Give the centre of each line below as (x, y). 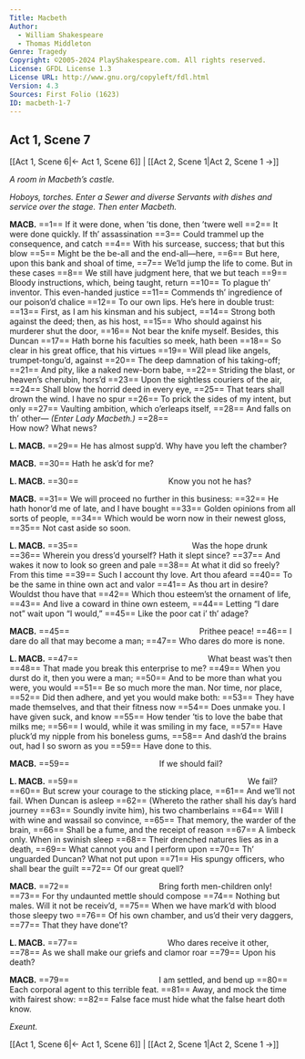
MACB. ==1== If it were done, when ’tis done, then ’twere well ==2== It (144, 225)
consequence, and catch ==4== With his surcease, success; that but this (147, 244)
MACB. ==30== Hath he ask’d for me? (82, 464)
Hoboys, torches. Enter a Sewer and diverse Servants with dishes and (141, 197)
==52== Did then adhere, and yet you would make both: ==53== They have (152, 697)
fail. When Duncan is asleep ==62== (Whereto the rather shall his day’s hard (153, 801)
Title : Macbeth (38, 18)
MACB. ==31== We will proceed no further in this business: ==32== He (144, 499)
